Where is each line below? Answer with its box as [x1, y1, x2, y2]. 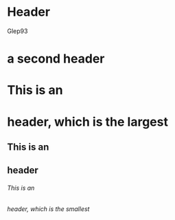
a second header [7, 51, 105, 67]
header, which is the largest [7, 114, 168, 129]
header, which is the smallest [7, 205, 90, 213]
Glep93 [7, 27, 28, 35]
